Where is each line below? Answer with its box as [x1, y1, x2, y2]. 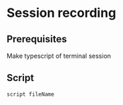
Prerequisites [6, 33, 67, 45]
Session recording [6, 5, 117, 21]
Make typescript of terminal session [6, 51, 111, 60]
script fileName [6, 90, 54, 98]
